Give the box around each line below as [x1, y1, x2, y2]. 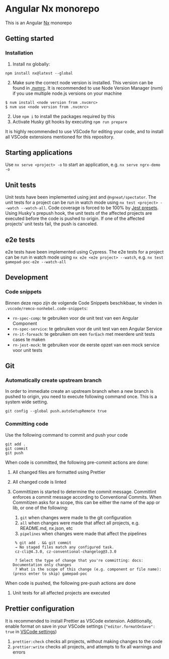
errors [12, 649, 26, 655]
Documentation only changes [12, 562, 71, 567]
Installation [5, 49, 34, 56]
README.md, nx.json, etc [20, 525, 73, 531]
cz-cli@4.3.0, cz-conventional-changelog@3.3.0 [15, 549, 117, 554]
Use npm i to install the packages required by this [12, 113, 115, 119]
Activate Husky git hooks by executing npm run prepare [12, 118, 127, 125]
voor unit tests [12, 347, 43, 353]
